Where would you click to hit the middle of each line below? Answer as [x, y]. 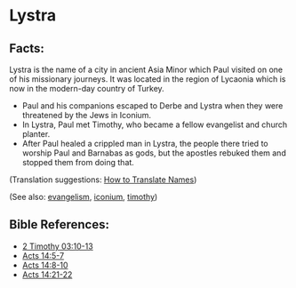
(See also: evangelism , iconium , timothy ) [84, 197]
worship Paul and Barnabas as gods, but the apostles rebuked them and [154, 153]
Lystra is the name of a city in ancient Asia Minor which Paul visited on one [146, 69]
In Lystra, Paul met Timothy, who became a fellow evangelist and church [154, 124]
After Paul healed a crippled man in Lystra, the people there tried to [145, 144]
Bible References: [59, 224]
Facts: [27, 48]
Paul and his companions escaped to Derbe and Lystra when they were [152, 106]
